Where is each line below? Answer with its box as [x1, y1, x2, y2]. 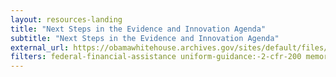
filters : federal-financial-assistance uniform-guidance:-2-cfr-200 [10, 52, 302, 62]
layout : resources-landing [10, 14, 123, 25]
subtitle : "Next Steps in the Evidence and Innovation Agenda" [10, 33, 280, 43]
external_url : [10, 42, 70, 53]
